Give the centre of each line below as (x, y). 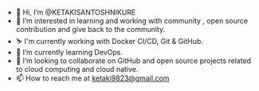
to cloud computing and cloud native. (77, 69)
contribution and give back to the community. (90, 29)
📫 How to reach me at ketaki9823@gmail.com (92, 78)
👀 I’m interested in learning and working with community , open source (132, 21)
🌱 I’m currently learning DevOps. (69, 52)
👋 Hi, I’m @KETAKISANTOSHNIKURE (76, 12)
